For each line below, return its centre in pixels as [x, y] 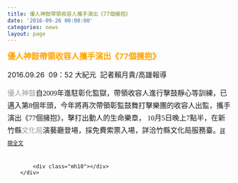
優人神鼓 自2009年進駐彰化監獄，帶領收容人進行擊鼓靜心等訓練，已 [118, 94]
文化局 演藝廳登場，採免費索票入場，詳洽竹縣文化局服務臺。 [121, 131]
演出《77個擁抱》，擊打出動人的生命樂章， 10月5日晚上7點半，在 [113, 118]
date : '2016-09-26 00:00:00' [50, 21]
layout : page [27, 34]
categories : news [33, 27]
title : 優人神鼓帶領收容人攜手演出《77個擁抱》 [69, 14]
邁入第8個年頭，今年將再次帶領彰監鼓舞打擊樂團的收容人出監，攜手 [119, 106]
